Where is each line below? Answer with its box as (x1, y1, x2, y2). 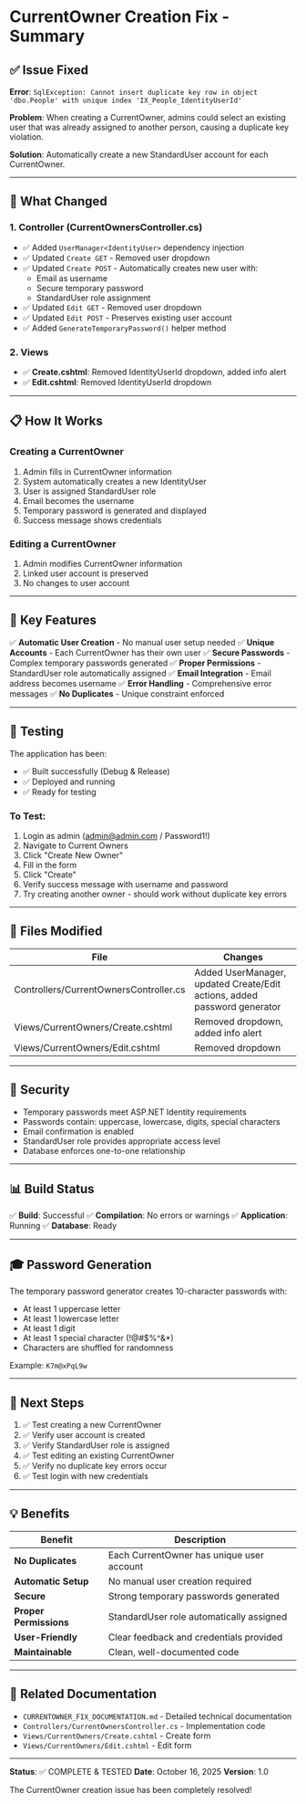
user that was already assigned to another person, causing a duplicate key (9, 121, 290, 132)
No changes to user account (22, 577, 130, 588)
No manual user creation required (107, 1575, 252, 1588)
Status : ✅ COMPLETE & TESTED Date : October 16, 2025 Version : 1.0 (9, 1766, 269, 1777)
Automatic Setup (14, 1575, 89, 1588)
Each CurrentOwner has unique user (107, 1548, 264, 1561)
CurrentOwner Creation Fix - (9, 6, 230, 27)
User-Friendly (14, 1631, 77, 1643)
